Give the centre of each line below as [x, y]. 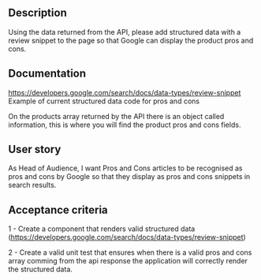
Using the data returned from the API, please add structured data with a [125, 32]
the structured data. [41, 269]
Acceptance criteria [58, 209]
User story [35, 149]
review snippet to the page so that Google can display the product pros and [131, 40]
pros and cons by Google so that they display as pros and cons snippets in [129, 177]
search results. [32, 185]
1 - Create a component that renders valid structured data [102, 229]
